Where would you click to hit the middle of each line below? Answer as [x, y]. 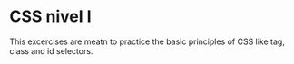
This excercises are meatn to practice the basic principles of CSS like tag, [147, 41]
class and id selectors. [51, 50]
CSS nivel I [51, 17]
